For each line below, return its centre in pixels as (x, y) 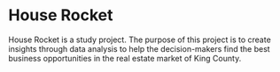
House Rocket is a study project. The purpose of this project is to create (140, 40)
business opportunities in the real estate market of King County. (125, 58)
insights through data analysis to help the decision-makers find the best (140, 48)
